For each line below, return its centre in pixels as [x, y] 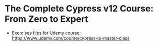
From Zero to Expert [47, 19]
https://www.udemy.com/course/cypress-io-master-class [71, 38]
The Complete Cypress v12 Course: [79, 9]
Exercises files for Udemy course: [46, 33]
